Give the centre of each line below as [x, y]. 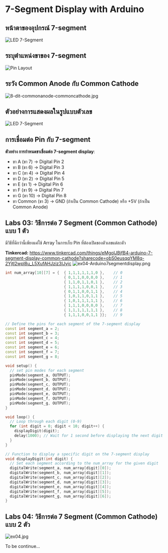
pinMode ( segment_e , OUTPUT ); [40, 394]
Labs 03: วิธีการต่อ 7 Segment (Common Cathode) [81, 223]
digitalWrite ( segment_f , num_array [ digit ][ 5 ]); [61, 492]
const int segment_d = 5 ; [32, 343]
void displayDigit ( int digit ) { [39, 459]
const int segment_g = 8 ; [32, 357]
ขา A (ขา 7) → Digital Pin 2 [38, 162]
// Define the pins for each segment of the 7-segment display [73, 324]
